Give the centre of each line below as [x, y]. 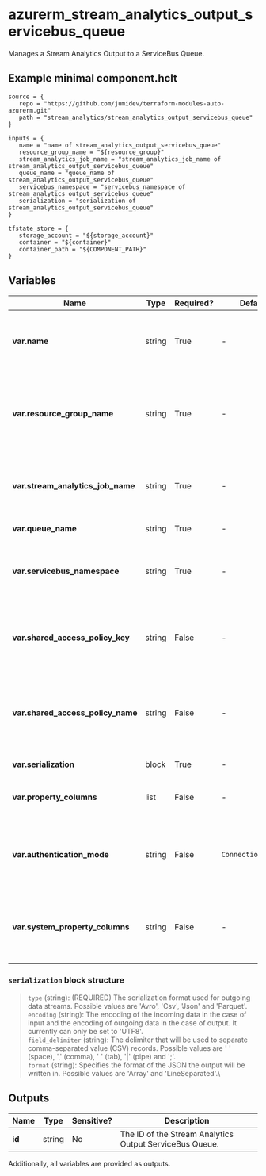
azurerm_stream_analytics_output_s [131, 15]
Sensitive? [92, 1120]
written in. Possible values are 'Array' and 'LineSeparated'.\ [124, 1073]
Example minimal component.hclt [93, 78]
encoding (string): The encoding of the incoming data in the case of [137, 1014]
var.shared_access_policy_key [71, 638]
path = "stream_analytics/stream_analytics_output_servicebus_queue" [136, 117]
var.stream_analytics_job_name [74, 485]
